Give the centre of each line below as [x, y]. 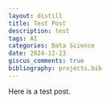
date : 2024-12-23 [37, 53]
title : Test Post [37, 23]
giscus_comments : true [46, 61]
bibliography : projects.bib [55, 69]
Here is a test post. [39, 91]
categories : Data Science [51, 46]
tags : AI [23, 38]
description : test [39, 31]
